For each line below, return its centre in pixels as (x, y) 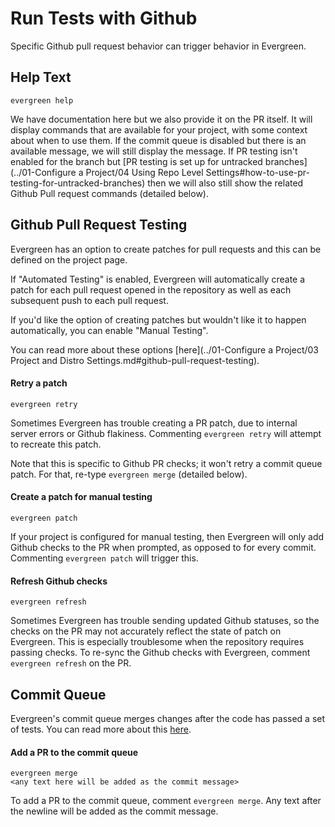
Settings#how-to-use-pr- (257, 172)
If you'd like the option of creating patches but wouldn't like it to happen (158, 319)
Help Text (41, 77)
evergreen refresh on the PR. (71, 663)
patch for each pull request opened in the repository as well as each (151, 289)
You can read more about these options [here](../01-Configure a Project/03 (164, 349)
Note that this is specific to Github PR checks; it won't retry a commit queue (166, 463)
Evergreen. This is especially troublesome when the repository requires (157, 642)
